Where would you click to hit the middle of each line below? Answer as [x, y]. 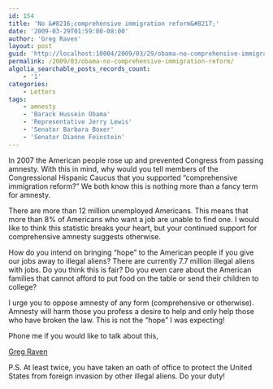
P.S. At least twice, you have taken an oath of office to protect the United [130, 367]
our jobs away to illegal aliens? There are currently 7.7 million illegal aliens [132, 260]
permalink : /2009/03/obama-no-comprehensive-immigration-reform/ [121, 62]
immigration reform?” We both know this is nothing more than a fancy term [133, 186]
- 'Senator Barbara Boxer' [69, 129]
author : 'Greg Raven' [45, 39]
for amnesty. [30, 194]
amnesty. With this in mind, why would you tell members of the [113, 168]
